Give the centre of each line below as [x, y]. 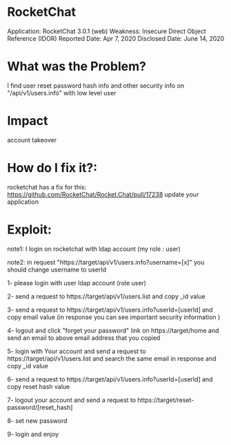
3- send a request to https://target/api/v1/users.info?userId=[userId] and [110, 310]
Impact [28, 121]
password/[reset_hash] [40, 407]
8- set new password [37, 420]
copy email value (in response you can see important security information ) [114, 317]
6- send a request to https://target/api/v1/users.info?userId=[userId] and [110, 379]
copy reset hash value [39, 386]
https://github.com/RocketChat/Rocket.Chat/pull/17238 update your [103, 194]
